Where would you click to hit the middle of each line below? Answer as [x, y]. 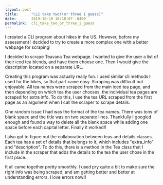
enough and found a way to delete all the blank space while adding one [77, 122]
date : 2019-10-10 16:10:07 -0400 [45, 18]
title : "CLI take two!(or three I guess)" [54, 14]
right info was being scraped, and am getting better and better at [70, 172]
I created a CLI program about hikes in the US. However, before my [72, 37]
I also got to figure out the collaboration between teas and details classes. [79, 137]
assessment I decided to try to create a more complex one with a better [77, 42]
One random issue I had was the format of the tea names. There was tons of [81, 112]
